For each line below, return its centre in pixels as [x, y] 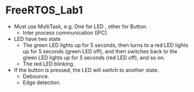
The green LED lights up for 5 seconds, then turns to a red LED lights [105, 45]
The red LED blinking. [49, 64]
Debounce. [36, 76]
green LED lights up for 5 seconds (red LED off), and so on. [94, 57]
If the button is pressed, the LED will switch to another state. [86, 70]
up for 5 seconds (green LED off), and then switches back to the [100, 51]
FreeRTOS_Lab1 [44, 10]
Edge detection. [42, 82]
